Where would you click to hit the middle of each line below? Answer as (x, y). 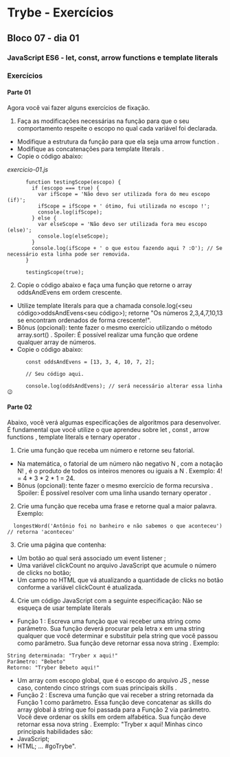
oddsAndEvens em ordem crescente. (69, 292)
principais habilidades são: (55, 731)
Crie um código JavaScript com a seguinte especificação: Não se (110, 600)
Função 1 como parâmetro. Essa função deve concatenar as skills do (114, 702)
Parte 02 (20, 407)
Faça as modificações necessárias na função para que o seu (103, 121)
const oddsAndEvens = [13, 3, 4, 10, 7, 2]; (90, 362)
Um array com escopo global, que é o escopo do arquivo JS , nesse (113, 680)
